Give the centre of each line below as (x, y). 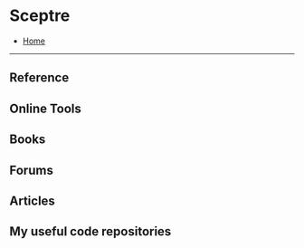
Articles (33, 200)
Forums (32, 170)
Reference (39, 78)
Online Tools (45, 108)
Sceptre (40, 16)
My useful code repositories (90, 232)
